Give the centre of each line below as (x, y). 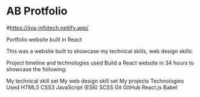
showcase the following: (37, 69)
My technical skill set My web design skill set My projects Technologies (95, 81)
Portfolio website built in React (44, 39)
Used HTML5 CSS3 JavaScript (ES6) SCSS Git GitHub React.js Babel (92, 87)
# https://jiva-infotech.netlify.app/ (47, 28)
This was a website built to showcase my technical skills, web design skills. (100, 51)
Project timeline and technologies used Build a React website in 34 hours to (100, 63)
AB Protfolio (37, 11)
